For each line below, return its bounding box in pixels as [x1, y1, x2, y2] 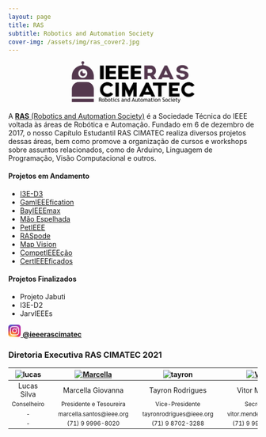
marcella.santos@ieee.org [58, 410, 129, 418]
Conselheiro [11, 401, 45, 408]
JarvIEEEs [19, 309, 53, 318]
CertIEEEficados [19, 256, 74, 265]
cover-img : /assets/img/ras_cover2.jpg [8, 38, 140, 46]
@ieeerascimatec [22, 329, 82, 340]
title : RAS [8, 21, 44, 29]
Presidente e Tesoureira [60, 401, 126, 408]
